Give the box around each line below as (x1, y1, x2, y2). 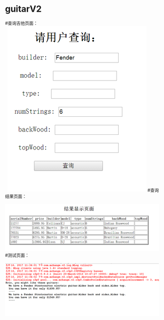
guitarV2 (5, 3, 42, 15)
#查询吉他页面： (5, 20, 38, 26)
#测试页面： (5, 253, 29, 258)
